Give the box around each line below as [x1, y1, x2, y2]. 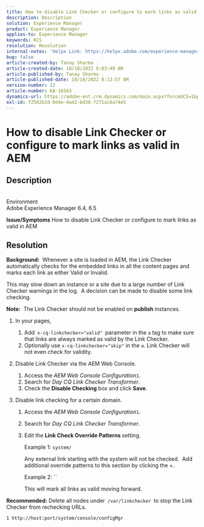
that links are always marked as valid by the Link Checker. [24, 335, 169, 343]
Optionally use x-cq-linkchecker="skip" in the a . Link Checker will [24, 342, 190, 349]
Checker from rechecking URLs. [6, 503, 87, 511]
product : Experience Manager [6, 25, 80, 32]
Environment [6, 198, 38, 205]
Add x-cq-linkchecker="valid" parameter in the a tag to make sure [24, 329, 194, 336]
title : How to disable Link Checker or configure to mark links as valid [6, 8, 197, 15]
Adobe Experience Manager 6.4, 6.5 [6, 204, 97, 211]
